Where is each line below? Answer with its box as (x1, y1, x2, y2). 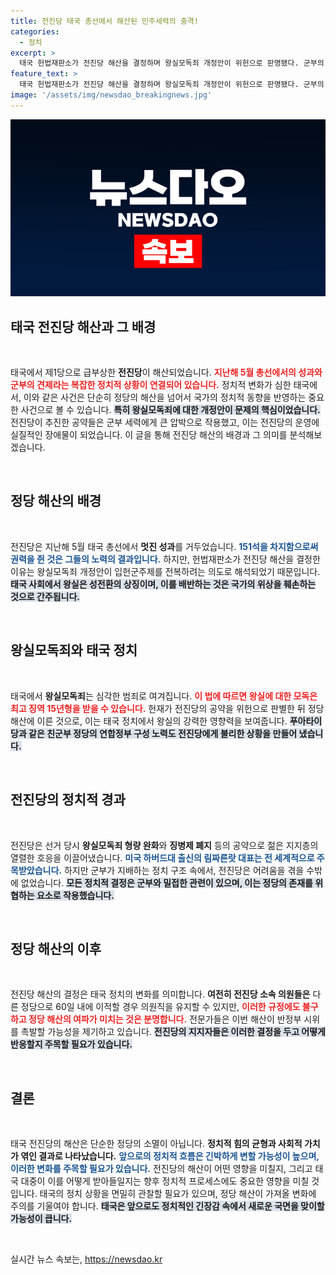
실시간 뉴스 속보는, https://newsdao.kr (10, 1253, 163, 1265)
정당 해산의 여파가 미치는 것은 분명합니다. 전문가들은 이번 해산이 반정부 (28, 1013, 302, 1025)
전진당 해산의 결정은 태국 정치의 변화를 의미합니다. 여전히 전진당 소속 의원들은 (10, 988, 311, 1000)
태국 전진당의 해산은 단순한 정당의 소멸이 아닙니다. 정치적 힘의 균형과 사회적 (10, 1138, 303, 1150)
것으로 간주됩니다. (10, 590, 81, 602)
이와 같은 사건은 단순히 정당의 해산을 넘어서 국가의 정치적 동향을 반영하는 (23, 391, 307, 404)
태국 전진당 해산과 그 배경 (10, 318, 157, 335)
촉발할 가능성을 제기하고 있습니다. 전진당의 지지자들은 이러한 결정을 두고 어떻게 (20, 1026, 326, 1038)
